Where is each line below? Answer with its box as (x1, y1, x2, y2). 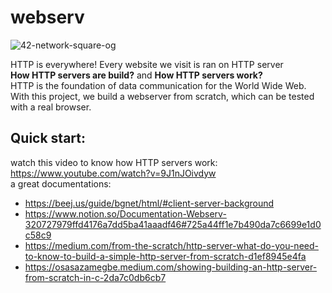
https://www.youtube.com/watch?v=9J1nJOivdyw (10, 167, 217, 179)
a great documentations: (10, 177, 112, 190)
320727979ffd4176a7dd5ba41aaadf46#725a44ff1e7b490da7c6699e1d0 (24, 218, 322, 230)
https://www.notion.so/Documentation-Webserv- (24, 207, 227, 220)
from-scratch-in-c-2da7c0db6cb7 (24, 271, 167, 283)
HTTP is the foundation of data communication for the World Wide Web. (10, 79, 307, 91)
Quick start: (10, 130, 87, 147)
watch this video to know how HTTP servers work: (10, 156, 218, 168)
